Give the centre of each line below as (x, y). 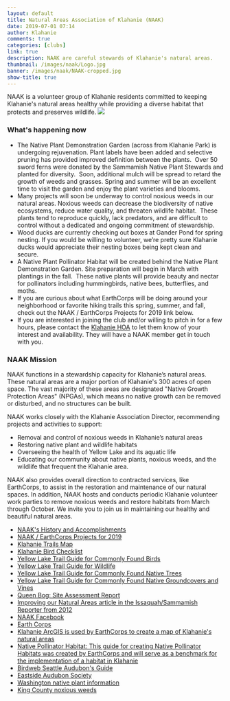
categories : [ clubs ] (37, 45)
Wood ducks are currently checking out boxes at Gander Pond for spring (120, 232)
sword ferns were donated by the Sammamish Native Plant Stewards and (120, 167)
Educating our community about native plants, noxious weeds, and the (117, 459)
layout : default (30, 13)
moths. (27, 290)
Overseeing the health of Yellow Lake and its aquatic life (96, 452)
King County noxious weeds (57, 689)
